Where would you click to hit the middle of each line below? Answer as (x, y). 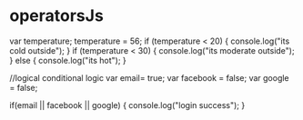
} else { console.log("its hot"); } (68, 60)
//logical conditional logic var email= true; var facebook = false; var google (149, 77)
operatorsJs (57, 16)
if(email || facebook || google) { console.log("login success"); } (127, 105)
